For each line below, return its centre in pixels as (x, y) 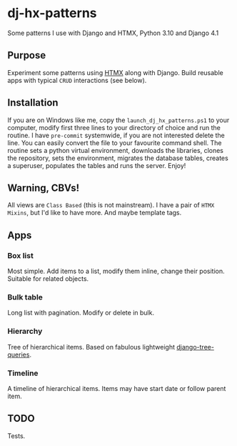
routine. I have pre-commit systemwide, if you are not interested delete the (116, 135)
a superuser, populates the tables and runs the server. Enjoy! (97, 165)
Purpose (27, 55)
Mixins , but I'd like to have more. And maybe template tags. (95, 213)
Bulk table (25, 297)
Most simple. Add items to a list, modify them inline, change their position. (116, 271)
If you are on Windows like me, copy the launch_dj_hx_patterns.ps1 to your (118, 120)
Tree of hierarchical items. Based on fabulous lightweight (91, 347)
